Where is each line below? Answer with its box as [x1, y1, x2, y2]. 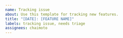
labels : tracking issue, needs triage [5, 21, 85, 26]
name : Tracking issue [5, 7, 50, 12]
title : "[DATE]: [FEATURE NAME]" [5, 16, 74, 21]
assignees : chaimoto [5, 26, 48, 31]
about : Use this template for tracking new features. [5, 12, 119, 17]
